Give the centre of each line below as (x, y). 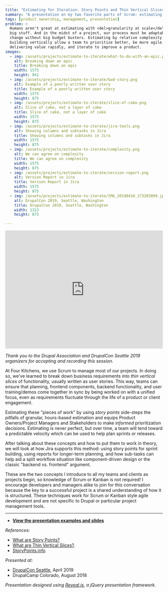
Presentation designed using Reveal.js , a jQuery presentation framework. (81, 585)
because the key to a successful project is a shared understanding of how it (83, 490)
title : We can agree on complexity (51, 159)
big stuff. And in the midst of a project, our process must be (78, 33)
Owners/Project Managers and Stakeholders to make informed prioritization (83, 423)
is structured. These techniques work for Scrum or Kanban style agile (77, 495)
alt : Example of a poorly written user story (62, 84)
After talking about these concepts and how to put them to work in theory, (81, 443)
